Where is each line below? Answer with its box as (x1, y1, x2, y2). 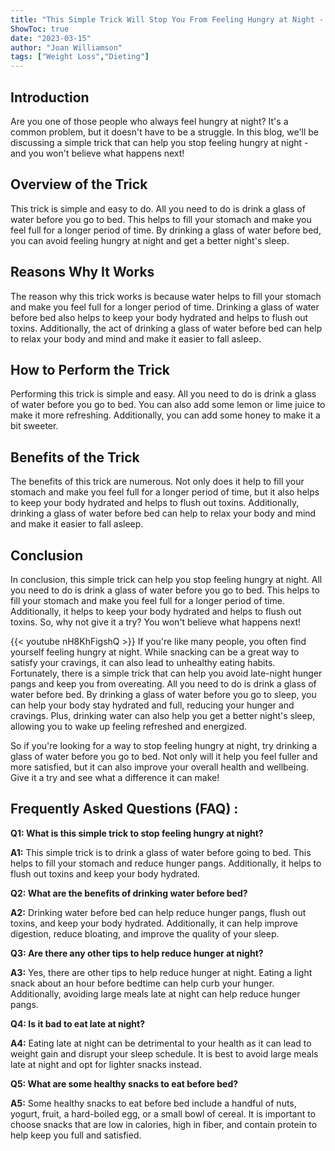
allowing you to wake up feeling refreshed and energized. (10, 721, 248, 732)
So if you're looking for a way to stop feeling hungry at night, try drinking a (10, 740, 318, 751)
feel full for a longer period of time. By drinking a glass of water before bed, (10, 224, 322, 236)
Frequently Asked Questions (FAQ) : (10, 801, 239, 818)
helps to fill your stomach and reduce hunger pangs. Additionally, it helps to (10, 857, 322, 869)
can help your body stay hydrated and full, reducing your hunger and (10, 699, 295, 711)
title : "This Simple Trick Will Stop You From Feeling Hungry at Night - (10, 14, 325, 25)
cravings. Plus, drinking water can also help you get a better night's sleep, (10, 710, 316, 721)
